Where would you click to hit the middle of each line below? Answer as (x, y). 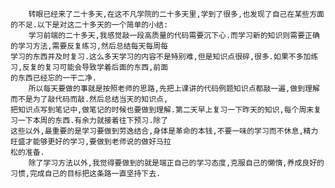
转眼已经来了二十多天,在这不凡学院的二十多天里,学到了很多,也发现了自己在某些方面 (176, 14)
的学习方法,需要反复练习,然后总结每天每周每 (89, 46)
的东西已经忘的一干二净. (53, 78)
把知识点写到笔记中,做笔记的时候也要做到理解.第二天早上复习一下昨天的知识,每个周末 (162, 110)
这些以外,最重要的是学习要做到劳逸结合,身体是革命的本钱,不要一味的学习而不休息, (157, 131)
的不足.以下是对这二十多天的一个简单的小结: (89, 25)
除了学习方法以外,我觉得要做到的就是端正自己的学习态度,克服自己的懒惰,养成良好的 (176, 163)
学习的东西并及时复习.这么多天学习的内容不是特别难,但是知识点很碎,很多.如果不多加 (161, 57)
